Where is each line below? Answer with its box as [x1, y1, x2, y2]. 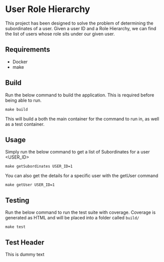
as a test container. [5, 121, 45, 127]
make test [5, 224, 26, 229]
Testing [5, 196, 30, 204]
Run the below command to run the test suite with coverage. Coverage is [5, 209, 156, 215]
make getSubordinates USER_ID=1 [5, 164, 73, 169]
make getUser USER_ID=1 [5, 182, 55, 188]
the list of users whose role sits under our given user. [5, 31, 115, 37]
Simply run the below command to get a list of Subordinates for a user [5, 149, 150, 155]
